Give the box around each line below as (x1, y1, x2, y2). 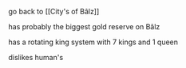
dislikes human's (8, 53, 64, 62)
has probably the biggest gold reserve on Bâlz (8, 22, 160, 31)
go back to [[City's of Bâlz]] (8, 7, 100, 16)
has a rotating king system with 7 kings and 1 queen (8, 37, 178, 47)
